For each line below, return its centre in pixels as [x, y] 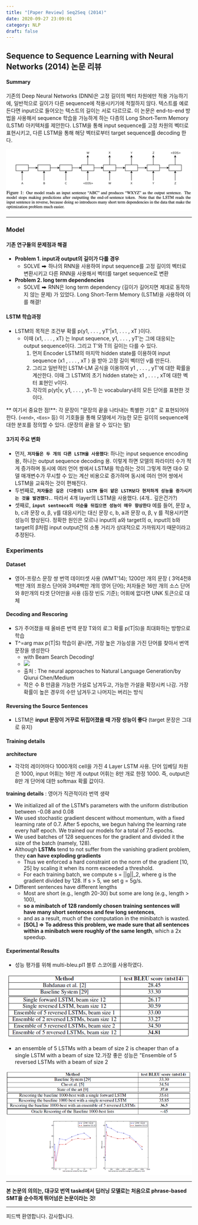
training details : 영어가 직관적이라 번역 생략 [58, 794]
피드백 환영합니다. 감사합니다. [40, 1216]
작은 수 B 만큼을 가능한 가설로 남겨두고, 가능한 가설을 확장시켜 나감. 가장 [106, 685]
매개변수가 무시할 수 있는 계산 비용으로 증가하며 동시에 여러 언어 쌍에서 [102, 475]
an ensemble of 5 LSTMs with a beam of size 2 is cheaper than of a [96, 1048]
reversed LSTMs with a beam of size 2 [61, 1062]
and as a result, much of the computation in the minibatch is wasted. [106, 918]
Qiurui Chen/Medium [49, 678]
